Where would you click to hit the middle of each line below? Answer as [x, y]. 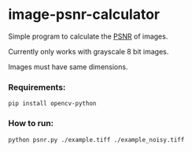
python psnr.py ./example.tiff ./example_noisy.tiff [96, 139]
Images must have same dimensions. [68, 67]
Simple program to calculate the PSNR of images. [88, 36]
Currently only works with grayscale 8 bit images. [89, 51]
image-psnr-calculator [84, 15]
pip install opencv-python [52, 104]
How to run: [31, 124]
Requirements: [37, 87]
